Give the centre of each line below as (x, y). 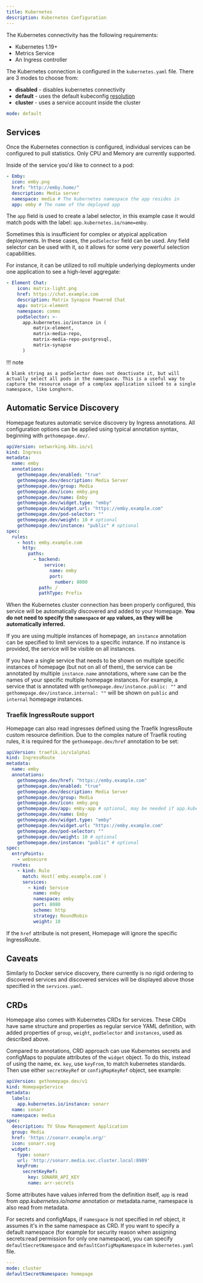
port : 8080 (47, 905)
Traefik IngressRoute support (50, 715)
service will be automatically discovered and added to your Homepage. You (101, 611)
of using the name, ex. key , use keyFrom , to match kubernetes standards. (96, 1064)
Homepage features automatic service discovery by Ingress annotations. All (101, 422)
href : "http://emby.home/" (46, 188)
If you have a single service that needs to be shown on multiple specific (95, 661)
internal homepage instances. (45, 699)
